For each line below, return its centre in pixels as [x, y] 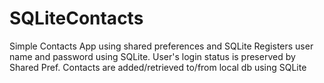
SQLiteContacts [76, 18]
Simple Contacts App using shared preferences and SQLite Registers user [161, 46]
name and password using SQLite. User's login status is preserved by [152, 56]
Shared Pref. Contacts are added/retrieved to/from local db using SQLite [158, 67]
